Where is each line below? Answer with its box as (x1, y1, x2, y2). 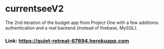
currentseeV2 (5, 3, 64, 14)
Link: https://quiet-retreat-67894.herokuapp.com (5, 37, 129, 44)
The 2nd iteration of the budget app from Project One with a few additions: (5, 19, 159, 25)
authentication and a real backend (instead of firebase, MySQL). (5, 24, 138, 30)
